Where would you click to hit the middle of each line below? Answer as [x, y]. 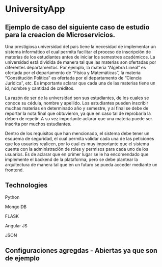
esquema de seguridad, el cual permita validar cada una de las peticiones [80, 139]
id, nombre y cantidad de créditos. [40, 88]
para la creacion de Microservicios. [60, 35]
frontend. [14, 170]
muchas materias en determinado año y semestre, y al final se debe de [77, 108]
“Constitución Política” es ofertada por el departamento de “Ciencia [73, 78]
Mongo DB [16, 207]
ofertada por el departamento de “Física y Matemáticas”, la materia [73, 73]
